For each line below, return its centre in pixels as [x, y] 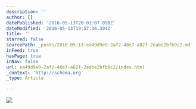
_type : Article [25, 78]
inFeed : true [22, 51]
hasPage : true [24, 56]
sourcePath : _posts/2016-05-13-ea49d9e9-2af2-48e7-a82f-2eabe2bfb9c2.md [98, 45]
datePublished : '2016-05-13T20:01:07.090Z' [61, 23]
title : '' [18, 34]
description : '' [26, 12]
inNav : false [22, 61]
